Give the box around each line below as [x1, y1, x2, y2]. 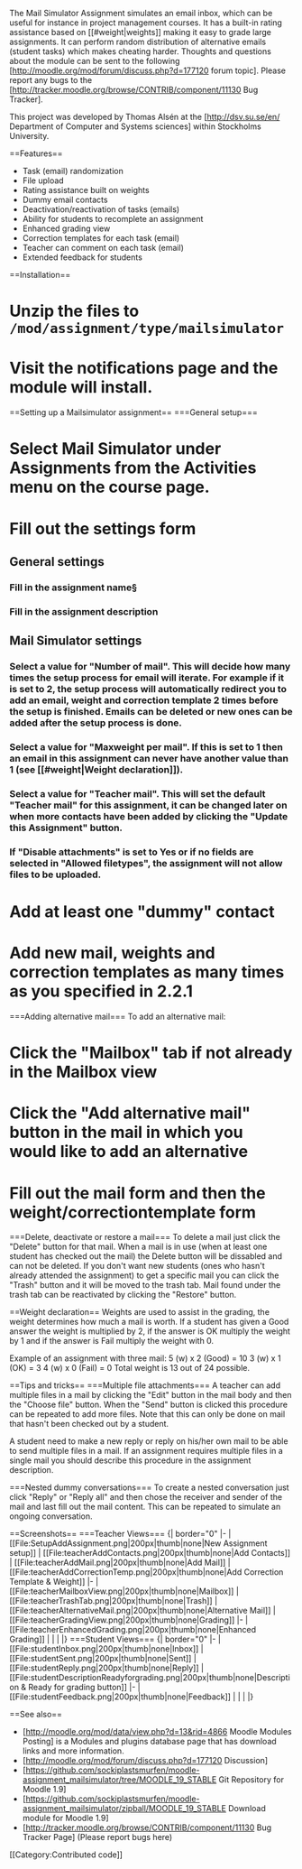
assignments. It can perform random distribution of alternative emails [9, 36, 267, 47]
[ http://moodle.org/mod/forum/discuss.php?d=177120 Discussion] [22, 1755, 269, 1766]
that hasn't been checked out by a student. [9, 1419, 169, 1430]
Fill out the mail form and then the [9, 1182, 266, 1203]
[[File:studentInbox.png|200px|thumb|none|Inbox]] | [9, 1643, 205, 1654]
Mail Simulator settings [9, 634, 142, 649]
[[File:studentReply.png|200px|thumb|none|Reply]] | [9, 1662, 205, 1673]
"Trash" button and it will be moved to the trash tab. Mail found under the [9, 1280, 281, 1291]
